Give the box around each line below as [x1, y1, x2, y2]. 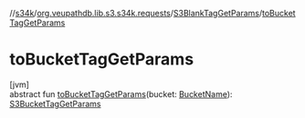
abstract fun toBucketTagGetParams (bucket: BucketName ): [9, 88, 233, 99]
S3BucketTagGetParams [9, 98, 101, 109]
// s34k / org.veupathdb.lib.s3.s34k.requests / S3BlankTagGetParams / [9, 8, 263, 18]
